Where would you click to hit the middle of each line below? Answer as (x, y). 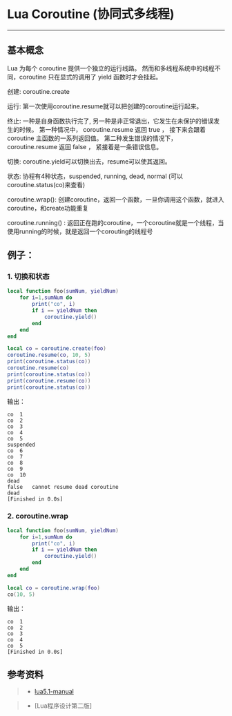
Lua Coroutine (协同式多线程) (91, 14)
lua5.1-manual (54, 692)
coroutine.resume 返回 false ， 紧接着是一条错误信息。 (85, 146)
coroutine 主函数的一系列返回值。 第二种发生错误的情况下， (92, 138)
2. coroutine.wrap (38, 516)
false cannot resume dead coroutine (63, 487)
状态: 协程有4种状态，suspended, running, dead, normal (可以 (95, 176)
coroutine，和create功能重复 (48, 208)
